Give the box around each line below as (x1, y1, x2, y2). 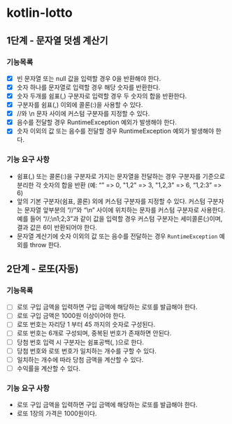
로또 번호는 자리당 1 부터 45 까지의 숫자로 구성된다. (16, 320, 155, 329)
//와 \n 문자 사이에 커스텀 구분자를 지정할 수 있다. (16, 110, 150, 118)
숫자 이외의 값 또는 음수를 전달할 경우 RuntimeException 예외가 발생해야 (16, 127, 215, 136)
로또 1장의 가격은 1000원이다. (16, 409, 97, 418)
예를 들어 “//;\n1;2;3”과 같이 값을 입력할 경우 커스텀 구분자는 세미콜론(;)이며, (16, 214, 223, 223)
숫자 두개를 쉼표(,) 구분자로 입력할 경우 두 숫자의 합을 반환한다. (16, 92, 187, 100)
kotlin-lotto (6, 5, 73, 21)
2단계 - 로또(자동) (6, 263, 79, 275)
